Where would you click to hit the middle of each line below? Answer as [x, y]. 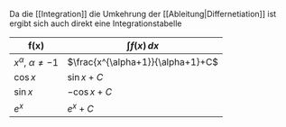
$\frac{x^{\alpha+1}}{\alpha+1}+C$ [143, 61]
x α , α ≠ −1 [36, 62]
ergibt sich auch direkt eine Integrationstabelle [96, 23]
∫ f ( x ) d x [143, 45]
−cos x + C [90, 92]
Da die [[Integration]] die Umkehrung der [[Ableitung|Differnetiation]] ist [143, 14]
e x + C [81, 107]
